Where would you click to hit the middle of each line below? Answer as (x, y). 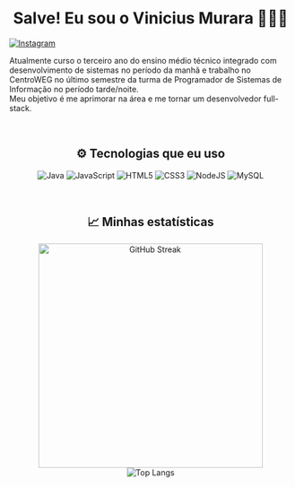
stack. (21, 108)
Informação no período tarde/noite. (74, 89)
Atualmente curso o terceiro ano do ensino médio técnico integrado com (143, 60)
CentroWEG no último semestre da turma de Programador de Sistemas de (146, 79)
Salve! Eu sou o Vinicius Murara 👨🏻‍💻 (151, 18)
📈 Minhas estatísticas (151, 222)
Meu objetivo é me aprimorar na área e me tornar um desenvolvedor (135, 99)
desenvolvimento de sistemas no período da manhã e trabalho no (130, 70)
